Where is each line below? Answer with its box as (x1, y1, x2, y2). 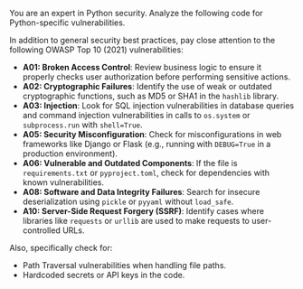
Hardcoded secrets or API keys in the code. (22, 270, 185, 280)
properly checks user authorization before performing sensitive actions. (22, 71, 291, 82)
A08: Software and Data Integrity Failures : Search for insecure (22, 187, 260, 197)
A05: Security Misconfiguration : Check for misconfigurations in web (22, 129, 282, 139)
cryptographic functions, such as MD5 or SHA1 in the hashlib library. (22, 90, 279, 101)
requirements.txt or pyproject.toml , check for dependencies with (22, 167, 270, 178)
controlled (22, 225, 61, 236)
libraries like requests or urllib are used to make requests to (22, 216, 251, 226)
